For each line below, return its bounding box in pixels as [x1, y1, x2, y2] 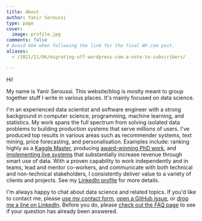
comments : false [6, 37, 47, 43]
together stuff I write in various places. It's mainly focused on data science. [6, 94, 195, 101]
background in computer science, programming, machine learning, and [6, 112, 184, 119]
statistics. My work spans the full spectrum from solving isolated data [6, 119, 180, 126]
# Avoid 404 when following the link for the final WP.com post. [6, 43, 175, 49]
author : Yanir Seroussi [6, 15, 67, 21]
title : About [6, 8, 39, 15]
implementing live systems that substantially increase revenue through [6, 151, 183, 158]
